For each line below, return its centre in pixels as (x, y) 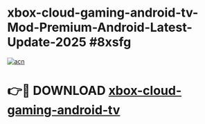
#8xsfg (110, 42)
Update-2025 (47, 42)
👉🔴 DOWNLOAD (56, 91)
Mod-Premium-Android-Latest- (100, 27)
